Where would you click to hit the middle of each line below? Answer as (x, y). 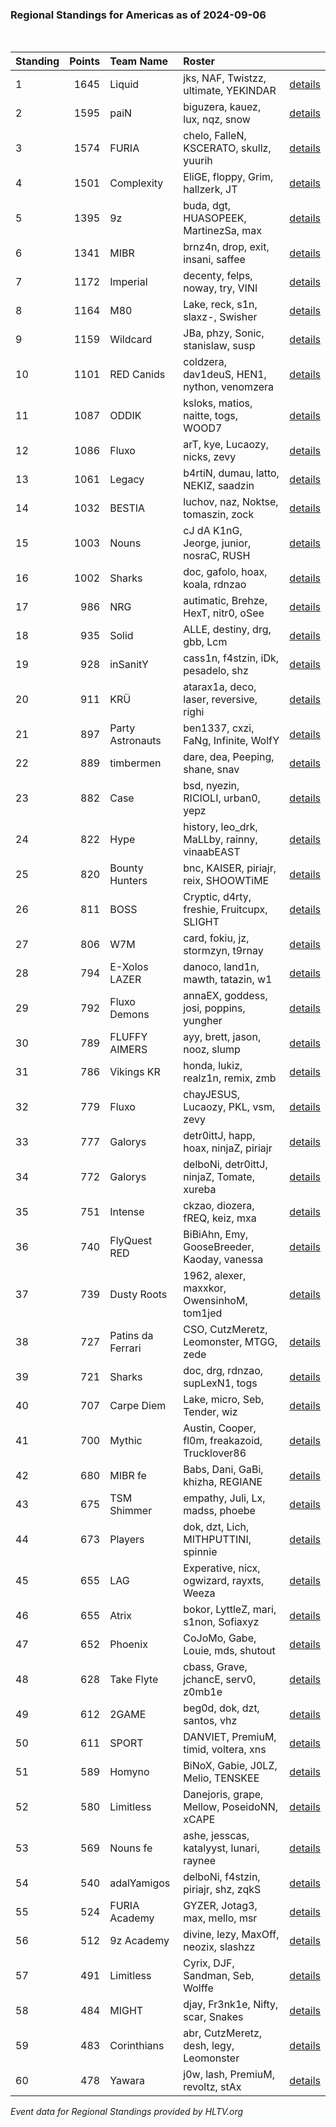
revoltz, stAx (212, 2087)
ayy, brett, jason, (222, 1037)
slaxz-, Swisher (220, 317)
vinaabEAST (212, 852)
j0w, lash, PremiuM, (229, 2075)
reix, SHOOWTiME (226, 881)
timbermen (135, 763)
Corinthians (137, 2046)
